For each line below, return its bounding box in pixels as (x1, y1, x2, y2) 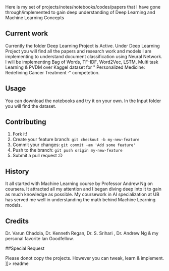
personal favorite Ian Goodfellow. (5, 236, 74, 242)
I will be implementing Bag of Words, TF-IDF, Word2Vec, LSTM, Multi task (5, 59, 159, 65)
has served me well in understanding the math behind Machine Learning (5, 197, 155, 203)
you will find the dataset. (5, 103, 57, 109)
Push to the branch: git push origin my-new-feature (12, 147, 123, 153)
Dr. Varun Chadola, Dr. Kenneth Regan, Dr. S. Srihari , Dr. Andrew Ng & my (5, 230, 159, 236)
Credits (5, 216, 29, 225)
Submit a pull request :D (12, 153, 63, 159)
